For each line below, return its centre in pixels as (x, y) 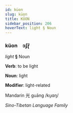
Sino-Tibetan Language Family (36, 105)
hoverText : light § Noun (31, 28)
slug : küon (16, 14)
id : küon (14, 10)
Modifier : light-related (28, 85)
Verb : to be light (22, 66)
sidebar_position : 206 (28, 23)
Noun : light (17, 76)
